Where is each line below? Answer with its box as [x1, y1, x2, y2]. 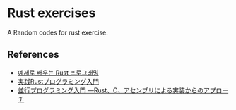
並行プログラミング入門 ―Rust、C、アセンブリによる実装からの [17, 86, 204, 94]
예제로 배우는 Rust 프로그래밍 [17, 68, 99, 77]
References [7, 49, 59, 61]
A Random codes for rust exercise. [7, 28, 108, 37]
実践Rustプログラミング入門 [17, 77, 100, 85]
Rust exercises [7, 5, 96, 21]
